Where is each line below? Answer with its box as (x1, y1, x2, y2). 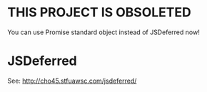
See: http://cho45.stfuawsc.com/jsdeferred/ (7, 76, 137, 85)
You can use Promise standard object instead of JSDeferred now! (7, 28, 200, 36)
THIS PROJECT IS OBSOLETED (7, 4, 191, 21)
